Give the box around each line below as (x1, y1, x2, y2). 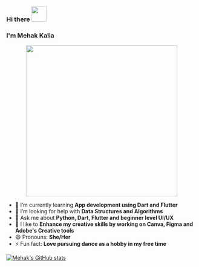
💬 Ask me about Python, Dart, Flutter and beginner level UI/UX (15, 214, 174, 222)
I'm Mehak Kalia (6, 31, 54, 39)
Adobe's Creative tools (15, 227, 74, 234)
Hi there (6, 15, 30, 24)
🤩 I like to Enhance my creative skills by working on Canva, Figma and (15, 220, 194, 228)
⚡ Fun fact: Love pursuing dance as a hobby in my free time (15, 240, 166, 248)
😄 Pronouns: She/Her (15, 233, 71, 241)
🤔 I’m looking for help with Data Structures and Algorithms (15, 208, 163, 215)
